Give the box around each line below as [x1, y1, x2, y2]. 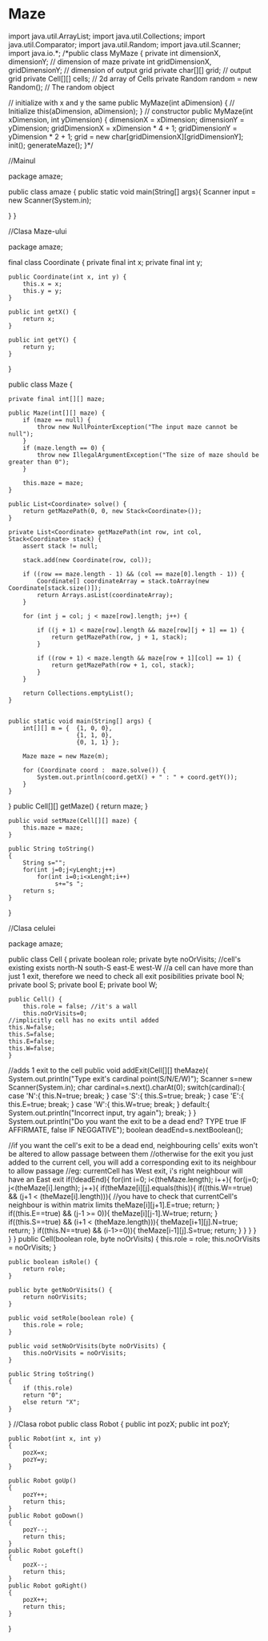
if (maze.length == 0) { [22, 443, 106, 452]
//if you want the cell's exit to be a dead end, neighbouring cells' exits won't [8, 1140, 258, 1150]
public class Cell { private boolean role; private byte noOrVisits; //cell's [8, 954, 242, 964]
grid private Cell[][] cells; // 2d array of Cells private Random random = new [8, 74, 258, 83]
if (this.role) [22, 1384, 74, 1392]
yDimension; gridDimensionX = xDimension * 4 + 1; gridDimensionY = [8, 123, 238, 133]
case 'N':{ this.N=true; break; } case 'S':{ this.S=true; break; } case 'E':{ [8, 1090, 244, 1101]
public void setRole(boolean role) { [8, 1314, 134, 1322]
